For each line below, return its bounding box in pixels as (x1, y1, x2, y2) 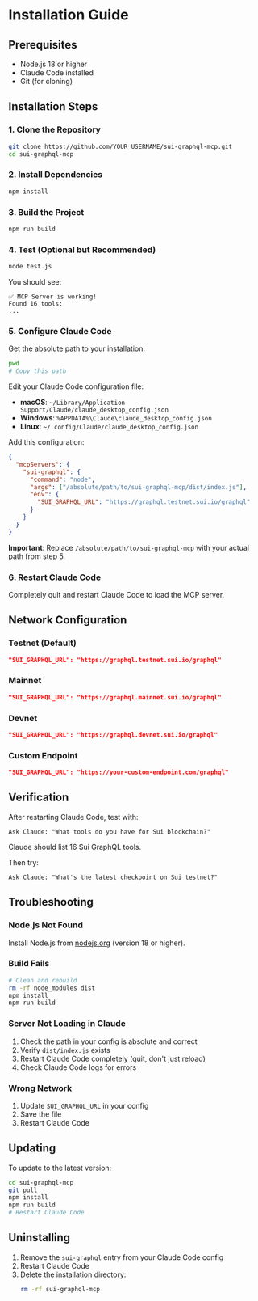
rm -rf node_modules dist (8, 984, 95, 992)
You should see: (8, 277, 62, 286)
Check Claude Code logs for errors (19, 1062, 137, 1072)
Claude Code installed (19, 68, 94, 78)
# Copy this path (8, 367, 67, 375)
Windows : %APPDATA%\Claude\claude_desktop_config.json (19, 413, 212, 422)
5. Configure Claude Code (8, 325, 112, 336)
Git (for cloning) (19, 77, 73, 86)
